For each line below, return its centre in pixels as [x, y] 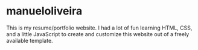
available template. [30, 40]
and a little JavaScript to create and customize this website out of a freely [98, 34]
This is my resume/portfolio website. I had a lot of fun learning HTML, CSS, [99, 28]
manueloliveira [44, 11]
